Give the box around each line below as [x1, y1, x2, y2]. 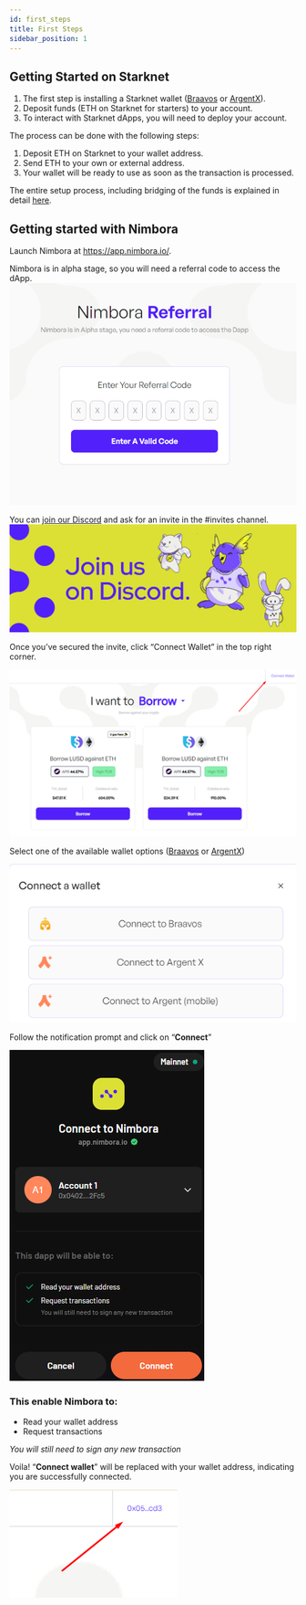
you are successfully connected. [9, 1471, 132, 1482]
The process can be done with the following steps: [9, 131, 199, 142]
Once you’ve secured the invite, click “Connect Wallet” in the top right [9, 641, 271, 652]
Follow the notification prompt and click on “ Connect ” [9, 1032, 212, 1043]
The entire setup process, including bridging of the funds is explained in [9, 185, 280, 196]
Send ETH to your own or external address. [22, 158, 185, 169]
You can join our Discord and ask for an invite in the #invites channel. [9, 514, 269, 525]
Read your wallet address [22, 1416, 118, 1427]
